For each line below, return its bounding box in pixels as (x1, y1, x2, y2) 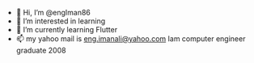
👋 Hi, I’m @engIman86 (15, 8, 91, 17)
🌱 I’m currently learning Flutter (15, 25, 118, 34)
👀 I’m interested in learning (15, 16, 106, 26)
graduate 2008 (15, 45, 66, 55)
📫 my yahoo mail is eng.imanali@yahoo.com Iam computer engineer (15, 34, 246, 44)
